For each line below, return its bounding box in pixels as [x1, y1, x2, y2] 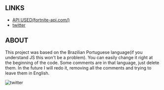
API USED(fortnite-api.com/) [12, 17, 70, 22]
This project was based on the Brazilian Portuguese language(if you [5, 49, 143, 55]
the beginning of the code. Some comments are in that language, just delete [5, 60, 160, 66]
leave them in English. [5, 70, 50, 76]
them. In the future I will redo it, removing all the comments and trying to [5, 65, 152, 70]
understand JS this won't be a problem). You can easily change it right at [5, 54, 153, 60]
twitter [12, 22, 26, 28]
